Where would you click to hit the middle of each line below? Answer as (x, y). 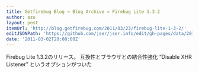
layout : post (22, 23)
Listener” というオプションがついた (49, 64)
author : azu (21, 17)
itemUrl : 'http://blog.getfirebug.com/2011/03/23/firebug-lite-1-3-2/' (96, 28)
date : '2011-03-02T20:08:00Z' (44, 39)
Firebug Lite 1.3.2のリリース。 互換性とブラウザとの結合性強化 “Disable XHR (99, 57)
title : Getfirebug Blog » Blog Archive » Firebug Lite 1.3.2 (83, 12)
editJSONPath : (24, 34)
